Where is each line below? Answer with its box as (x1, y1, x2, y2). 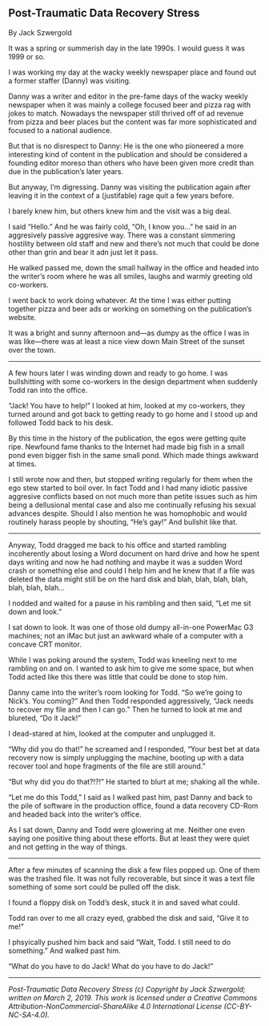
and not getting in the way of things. (8, 841, 128, 851)
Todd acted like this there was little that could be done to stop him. (8, 671, 228, 681)
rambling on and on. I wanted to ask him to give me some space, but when (8, 663, 254, 673)
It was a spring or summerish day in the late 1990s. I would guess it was (8, 43, 246, 53)
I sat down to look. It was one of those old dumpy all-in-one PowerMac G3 (8, 622, 254, 632)
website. (8, 312, 37, 322)
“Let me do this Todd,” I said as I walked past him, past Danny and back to (8, 792, 253, 801)
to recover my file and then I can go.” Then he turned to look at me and (8, 704, 243, 714)
